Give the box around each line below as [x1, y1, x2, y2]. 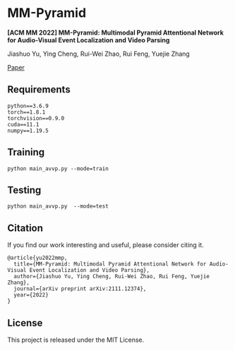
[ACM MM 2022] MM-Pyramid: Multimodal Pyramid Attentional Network [7, 28, 224, 37]
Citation [7, 222, 44, 234]
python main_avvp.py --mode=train [7, 165, 109, 172]
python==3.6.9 [7, 102, 49, 109]
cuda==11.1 [7, 121, 40, 128]
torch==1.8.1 [7, 108, 46, 116]
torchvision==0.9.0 [7, 114, 65, 121]
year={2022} [13, 292, 49, 299]
